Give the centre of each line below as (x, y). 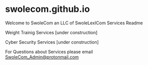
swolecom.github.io (48, 9)
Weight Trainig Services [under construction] (51, 32)
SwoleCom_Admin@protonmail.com (42, 57)
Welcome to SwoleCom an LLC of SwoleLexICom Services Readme (74, 23)
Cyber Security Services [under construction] (52, 42)
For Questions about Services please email (49, 52)
